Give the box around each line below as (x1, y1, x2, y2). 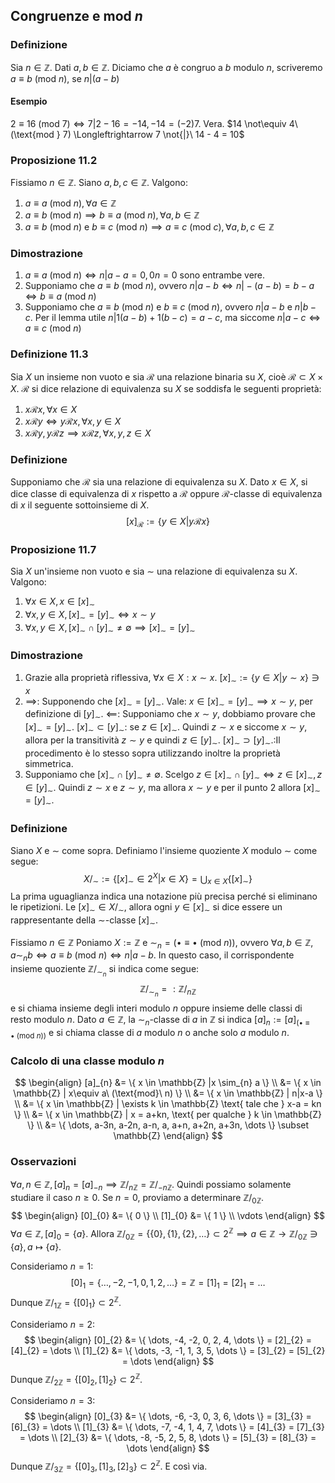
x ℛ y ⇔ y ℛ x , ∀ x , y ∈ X (24, 415, 122, 427)
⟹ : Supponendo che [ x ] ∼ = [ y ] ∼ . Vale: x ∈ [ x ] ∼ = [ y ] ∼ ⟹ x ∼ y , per (24, 695, 313, 709)
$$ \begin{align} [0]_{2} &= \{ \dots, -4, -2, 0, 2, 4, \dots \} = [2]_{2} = (24, 1334, 312, 1346)
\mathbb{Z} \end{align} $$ (113, 1130, 223, 1142)
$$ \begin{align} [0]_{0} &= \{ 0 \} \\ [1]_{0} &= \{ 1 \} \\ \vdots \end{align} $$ (11, 1210, 325, 1222)
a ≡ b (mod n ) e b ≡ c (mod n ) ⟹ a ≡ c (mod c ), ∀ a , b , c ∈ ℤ (24, 221, 275, 233)
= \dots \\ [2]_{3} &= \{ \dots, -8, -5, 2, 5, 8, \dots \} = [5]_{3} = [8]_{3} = (19, 1432, 317, 1444)
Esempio (10, 95, 48, 108)
